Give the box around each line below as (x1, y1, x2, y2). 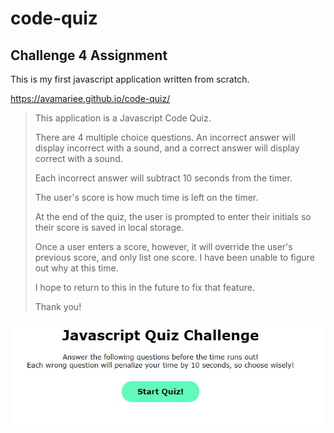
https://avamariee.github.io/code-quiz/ (10, 93, 171, 104)
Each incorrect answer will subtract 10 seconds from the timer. (34, 172, 293, 184)
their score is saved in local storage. (34, 222, 185, 233)
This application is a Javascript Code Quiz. (34, 112, 212, 124)
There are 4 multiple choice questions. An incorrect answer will (34, 132, 296, 143)
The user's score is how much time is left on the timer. (34, 192, 259, 203)
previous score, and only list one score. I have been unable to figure (34, 252, 315, 263)
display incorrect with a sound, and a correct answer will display (34, 142, 300, 154)
